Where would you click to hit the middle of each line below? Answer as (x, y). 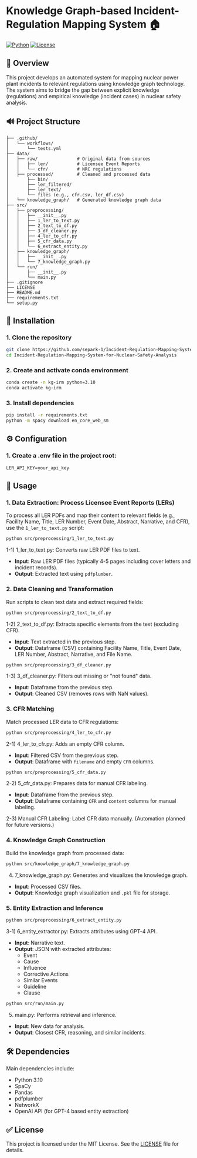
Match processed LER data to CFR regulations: (62, 722)
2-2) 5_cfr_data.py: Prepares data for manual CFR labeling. (77, 783)
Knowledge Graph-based (69, 11)
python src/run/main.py (35, 1003)
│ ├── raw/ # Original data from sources (78, 159)
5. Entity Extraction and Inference (55, 908)
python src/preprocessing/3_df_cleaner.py (59, 665)
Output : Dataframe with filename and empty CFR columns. (84, 761)
